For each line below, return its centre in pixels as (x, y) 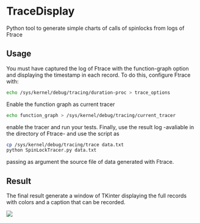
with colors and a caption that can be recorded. (66, 202)
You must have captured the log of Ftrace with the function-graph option (98, 68)
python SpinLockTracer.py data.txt (52, 150)
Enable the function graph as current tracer (61, 104)
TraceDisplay (41, 11)
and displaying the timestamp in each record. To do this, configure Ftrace (98, 75)
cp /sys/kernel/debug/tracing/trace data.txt (65, 144)
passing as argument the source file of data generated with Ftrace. (90, 162)
